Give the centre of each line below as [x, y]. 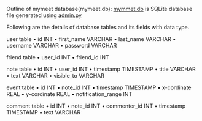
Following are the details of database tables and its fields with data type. [98, 27]
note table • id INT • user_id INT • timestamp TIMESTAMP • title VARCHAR [101, 69]
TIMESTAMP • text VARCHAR [44, 112]
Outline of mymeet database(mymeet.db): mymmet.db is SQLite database [99, 9]
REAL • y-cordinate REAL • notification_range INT [69, 94]
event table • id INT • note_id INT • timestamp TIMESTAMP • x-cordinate [99, 87]
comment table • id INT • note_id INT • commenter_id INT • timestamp [96, 106]
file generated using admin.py [44, 15]
